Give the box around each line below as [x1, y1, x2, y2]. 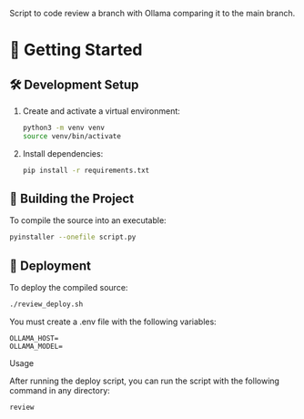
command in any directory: [9, 385, 111, 395]
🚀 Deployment [9, 258, 91, 273]
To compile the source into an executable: [9, 215, 167, 226]
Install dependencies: [22, 148, 104, 158]
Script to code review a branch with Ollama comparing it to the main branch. [9, 8, 296, 18]
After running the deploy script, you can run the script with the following [9, 375, 280, 386]
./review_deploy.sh [9, 300, 84, 309]
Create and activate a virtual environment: [22, 106, 180, 117]
